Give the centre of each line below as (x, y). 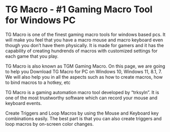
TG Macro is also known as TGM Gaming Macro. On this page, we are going (85, 66)
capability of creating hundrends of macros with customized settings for (81, 51)
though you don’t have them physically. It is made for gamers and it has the (84, 45)
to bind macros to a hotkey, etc (38, 82)
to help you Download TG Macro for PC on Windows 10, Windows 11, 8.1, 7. (84, 71)
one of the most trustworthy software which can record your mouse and (81, 98)
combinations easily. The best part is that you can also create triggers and (84, 118)
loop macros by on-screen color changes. (49, 124)
